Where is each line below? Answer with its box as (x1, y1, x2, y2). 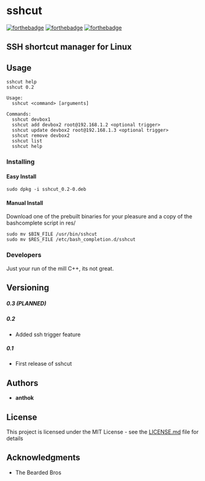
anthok (15, 394, 34, 402)
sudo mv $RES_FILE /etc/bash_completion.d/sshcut (6, 237, 136, 243)
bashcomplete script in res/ (6, 219, 76, 227)
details (6, 435, 23, 442)
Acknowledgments (6, 452, 81, 463)
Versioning (6, 283, 49, 293)
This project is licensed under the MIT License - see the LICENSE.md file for (6, 428, 199, 436)
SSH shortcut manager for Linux (6, 42, 132, 52)
